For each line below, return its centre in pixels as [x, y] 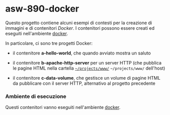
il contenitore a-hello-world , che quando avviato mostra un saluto [82, 53]
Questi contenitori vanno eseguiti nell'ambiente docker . [63, 107]
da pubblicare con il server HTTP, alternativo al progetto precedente [84, 83]
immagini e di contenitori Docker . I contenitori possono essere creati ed [80, 28]
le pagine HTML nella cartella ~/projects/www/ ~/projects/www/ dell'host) [89, 68]
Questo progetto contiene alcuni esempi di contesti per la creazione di [79, 23]
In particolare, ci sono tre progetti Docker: [49, 43]
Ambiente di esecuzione [36, 96]
